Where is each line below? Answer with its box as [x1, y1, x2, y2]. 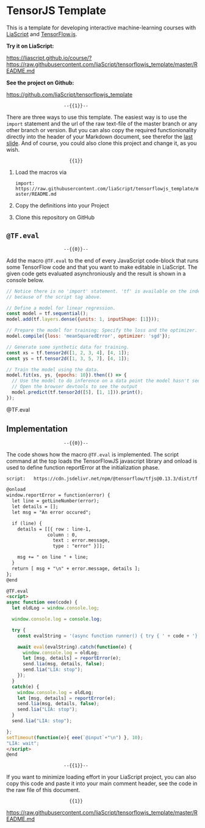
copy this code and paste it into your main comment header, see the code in [6, 780, 198, 787]
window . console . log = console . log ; [12, 616, 103, 622]
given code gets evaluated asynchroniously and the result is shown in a [6, 270, 186, 277]
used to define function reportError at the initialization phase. [6, 463, 160, 471]
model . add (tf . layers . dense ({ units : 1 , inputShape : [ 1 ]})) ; [6, 316, 160, 323]
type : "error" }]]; [52, 543, 105, 550]
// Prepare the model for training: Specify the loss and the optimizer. [6, 327, 198, 334]
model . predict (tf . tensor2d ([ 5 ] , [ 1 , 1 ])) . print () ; [12, 389, 143, 395]
